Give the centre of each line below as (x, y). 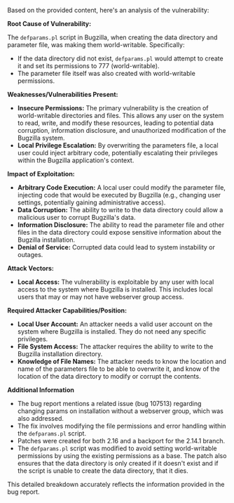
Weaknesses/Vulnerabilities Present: (63, 94)
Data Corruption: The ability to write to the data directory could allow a (120, 210)
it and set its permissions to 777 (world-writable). (88, 66)
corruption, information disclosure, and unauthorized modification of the (122, 130)
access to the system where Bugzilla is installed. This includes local (115, 289)
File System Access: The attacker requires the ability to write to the (115, 346)
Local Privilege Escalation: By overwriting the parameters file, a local (118, 145)
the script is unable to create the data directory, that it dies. (103, 471)
